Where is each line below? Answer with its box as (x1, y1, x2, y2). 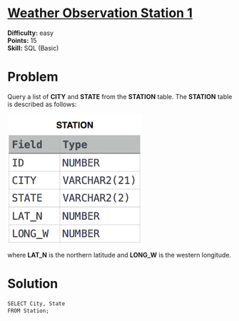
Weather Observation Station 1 (7, 5, 193, 21)
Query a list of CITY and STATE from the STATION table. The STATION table (7, 92, 233, 101)
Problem (7, 69, 59, 85)
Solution (7, 276, 59, 292)
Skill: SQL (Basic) (7, 44, 59, 52)
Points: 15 (7, 36, 37, 44)
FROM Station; (7, 307, 50, 315)
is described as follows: (7, 100, 77, 108)
